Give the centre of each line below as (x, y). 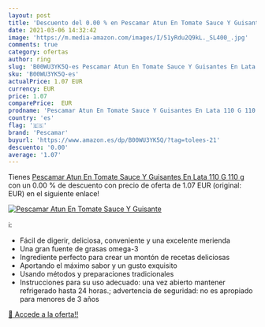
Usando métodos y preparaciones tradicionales (97, 274)
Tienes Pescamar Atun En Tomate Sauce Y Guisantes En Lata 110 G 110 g (126, 177)
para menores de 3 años (60, 299)
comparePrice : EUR (40, 103)
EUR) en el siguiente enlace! (54, 194)
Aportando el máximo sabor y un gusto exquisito (98, 266)
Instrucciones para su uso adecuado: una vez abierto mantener (123, 282)
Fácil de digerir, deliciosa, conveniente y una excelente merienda (125, 240)
